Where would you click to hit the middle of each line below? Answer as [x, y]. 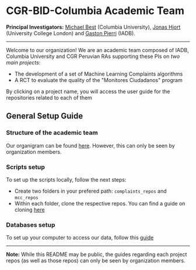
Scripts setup [26, 167]
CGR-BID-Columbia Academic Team [95, 11]
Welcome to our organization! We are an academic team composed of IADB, [97, 50]
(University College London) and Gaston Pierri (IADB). [71, 33]
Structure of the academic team [52, 133]
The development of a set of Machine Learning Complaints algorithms [99, 74]
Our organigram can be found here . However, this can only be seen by [90, 145]
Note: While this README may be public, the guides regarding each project [97, 254]
